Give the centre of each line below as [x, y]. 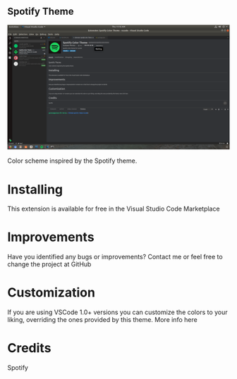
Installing [35, 189]
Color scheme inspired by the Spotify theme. [72, 161]
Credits [29, 348]
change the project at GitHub [49, 264]
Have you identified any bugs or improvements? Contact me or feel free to [115, 257]
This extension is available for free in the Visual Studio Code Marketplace [114, 209]
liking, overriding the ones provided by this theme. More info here [102, 320]
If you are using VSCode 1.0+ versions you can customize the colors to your [117, 312]
